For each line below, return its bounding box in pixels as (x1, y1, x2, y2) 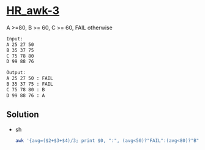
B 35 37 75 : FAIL (6, 81, 53, 88)
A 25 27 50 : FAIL (6, 75, 53, 81)
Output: (6, 70, 26, 76)
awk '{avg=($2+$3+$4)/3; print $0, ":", (15, 137, 120, 144)
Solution (6, 110, 39, 120)
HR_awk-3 (6, 4, 60, 18)
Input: (6, 36, 23, 42)
